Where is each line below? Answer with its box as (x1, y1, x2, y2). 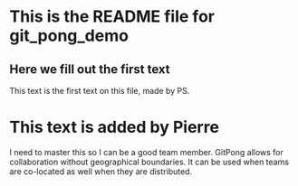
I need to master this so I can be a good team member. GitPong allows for (9, 146, 284, 157)
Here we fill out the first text (9, 61, 170, 77)
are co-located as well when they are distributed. (9, 165, 193, 177)
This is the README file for (9, 6, 216, 27)
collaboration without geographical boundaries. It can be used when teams (9, 156, 290, 167)
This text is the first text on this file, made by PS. (9, 86, 190, 96)
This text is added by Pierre (9, 117, 220, 137)
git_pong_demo (9, 25, 130, 46)
